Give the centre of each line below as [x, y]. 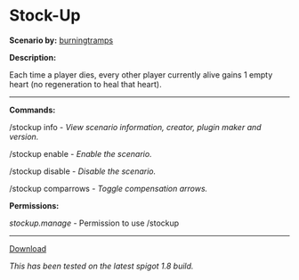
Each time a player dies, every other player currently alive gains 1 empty [141, 74]
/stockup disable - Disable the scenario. [83, 171]
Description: [32, 57]
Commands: [32, 110]
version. [24, 136]
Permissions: [34, 205]
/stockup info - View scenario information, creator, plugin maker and [135, 127]
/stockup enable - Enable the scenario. [81, 153]
